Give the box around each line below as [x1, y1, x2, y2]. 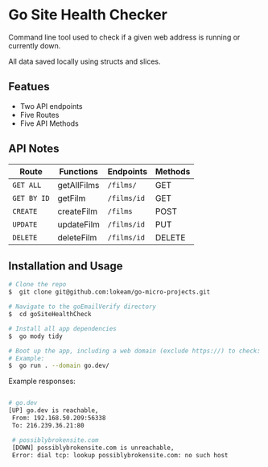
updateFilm [57, 219, 101, 230]
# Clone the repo [8, 281, 67, 289]
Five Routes [19, 110, 60, 119]
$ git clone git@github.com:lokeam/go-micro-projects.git [8, 288, 211, 296]
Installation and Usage [8, 259, 123, 273]
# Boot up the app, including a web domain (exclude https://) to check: [8, 347, 262, 355]
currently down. [8, 40, 61, 50]
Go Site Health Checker [8, 6, 167, 24]
